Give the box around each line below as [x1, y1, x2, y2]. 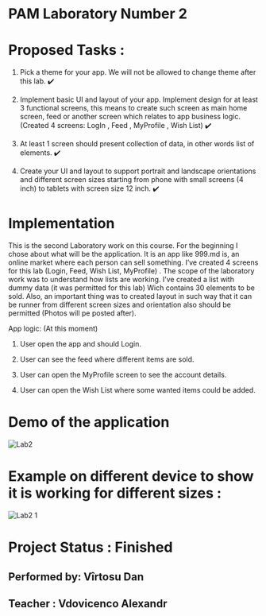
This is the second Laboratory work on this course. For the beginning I [8, 241, 238, 250]
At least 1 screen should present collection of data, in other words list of [19, 139, 255, 149]
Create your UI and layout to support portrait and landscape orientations [19, 166, 256, 176]
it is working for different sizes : [8, 484, 222, 502]
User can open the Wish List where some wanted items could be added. [19, 385, 256, 395]
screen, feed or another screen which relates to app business [19, 112, 221, 122]
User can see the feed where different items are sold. [19, 354, 195, 364]
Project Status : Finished [8, 538, 173, 556]
